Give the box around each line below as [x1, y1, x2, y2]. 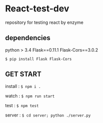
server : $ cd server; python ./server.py [5, 112, 91, 118]
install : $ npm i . [5, 83, 41, 89]
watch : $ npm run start [5, 93, 55, 99]
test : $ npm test [5, 102, 39, 108]
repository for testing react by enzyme [5, 19, 84, 25]
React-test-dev [5, 3, 69, 14]
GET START [5, 70, 42, 78]
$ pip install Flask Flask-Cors [5, 57, 72, 61]
